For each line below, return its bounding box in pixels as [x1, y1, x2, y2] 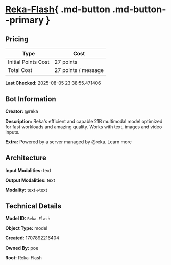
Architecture [5, 154, 47, 162]
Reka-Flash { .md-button [5, 4, 111, 15]
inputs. [5, 129, 20, 135]
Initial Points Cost [8, 59, 50, 65]
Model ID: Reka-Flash [5, 215, 51, 222]
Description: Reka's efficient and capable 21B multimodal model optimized [5, 118, 163, 124]
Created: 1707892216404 [5, 235, 60, 241]
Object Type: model [5, 225, 47, 231]
